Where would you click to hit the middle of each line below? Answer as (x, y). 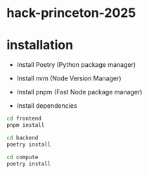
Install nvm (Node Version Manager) (69, 78)
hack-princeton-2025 (71, 13)
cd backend (22, 138)
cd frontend (24, 119)
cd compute (22, 157)
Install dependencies (47, 106)
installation (40, 45)
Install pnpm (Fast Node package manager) (79, 92)
